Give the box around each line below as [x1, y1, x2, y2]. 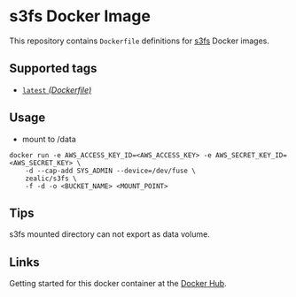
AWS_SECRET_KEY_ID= [215, 150, 288, 160]
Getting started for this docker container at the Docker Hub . [9, 278, 228, 289]
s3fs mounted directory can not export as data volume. [9, 229, 210, 240]
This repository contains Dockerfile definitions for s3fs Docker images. [9, 35, 270, 46]
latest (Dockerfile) [21, 84, 92, 95]
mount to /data [21, 133, 77, 144]
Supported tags [9, 61, 97, 76]
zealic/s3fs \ [25, 174, 77, 183]
